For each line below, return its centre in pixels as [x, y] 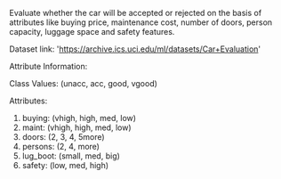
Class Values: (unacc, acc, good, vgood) [84, 83]
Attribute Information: [48, 66]
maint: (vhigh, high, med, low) [76, 127]
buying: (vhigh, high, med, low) [79, 118]
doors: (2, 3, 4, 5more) [63, 137]
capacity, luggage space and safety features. [92, 32]
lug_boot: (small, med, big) [71, 156]
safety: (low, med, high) [65, 165]
